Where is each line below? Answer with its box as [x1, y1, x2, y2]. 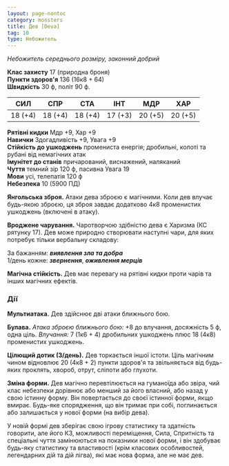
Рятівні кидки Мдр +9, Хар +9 [7, 128, 97, 136]
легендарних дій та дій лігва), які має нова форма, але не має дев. [7, 451, 204, 459]
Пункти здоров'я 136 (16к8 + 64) [7, 75, 105, 83]
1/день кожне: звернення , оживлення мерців [7, 256, 143, 265]
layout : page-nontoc [7, 10, 67, 17]
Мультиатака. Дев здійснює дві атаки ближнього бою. [7, 310, 170, 318]
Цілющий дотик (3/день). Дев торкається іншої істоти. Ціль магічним [7, 351, 214, 359]
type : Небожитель [7, 36, 57, 43]
